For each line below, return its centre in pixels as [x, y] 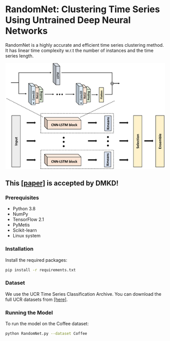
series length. [20, 56]
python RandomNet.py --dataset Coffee [46, 334]
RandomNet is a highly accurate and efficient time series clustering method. [84, 45]
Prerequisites [22, 198]
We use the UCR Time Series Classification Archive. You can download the [83, 294]
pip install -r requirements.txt [41, 270]
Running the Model [29, 313]
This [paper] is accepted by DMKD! [62, 183]
